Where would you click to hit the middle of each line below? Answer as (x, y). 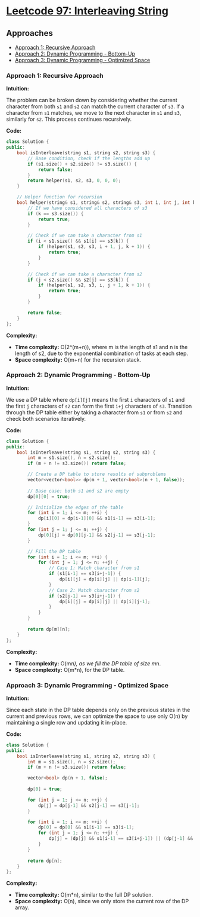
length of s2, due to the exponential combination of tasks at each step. (101, 353)
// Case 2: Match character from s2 (94, 590)
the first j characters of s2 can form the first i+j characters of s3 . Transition (99, 406)
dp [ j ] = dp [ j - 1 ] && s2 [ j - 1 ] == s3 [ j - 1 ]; (89, 805)
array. (22, 907)
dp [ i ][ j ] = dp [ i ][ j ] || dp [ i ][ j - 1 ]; (105, 601)
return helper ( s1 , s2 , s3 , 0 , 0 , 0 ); (74, 181)
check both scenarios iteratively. (46, 418)
